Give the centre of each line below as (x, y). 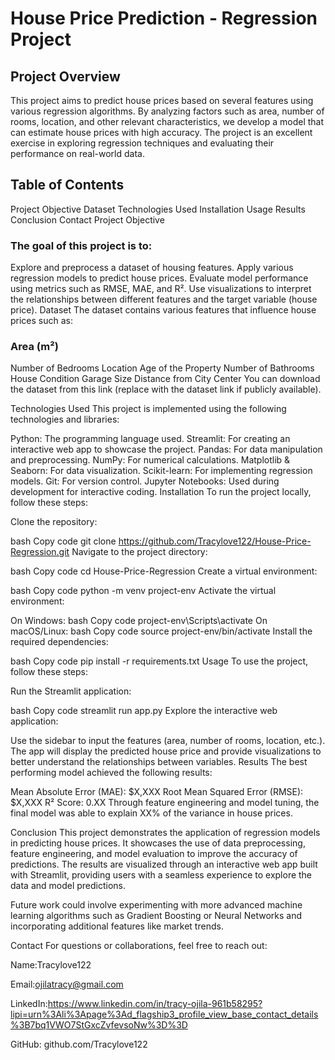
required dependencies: (59, 642)
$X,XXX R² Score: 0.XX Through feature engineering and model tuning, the (165, 803)
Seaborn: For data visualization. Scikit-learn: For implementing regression (161, 471)
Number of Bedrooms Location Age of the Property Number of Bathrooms (162, 368)
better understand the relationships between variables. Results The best (159, 762)
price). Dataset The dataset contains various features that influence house (163, 310)
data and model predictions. (68, 886)
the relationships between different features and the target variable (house (164, 299)
